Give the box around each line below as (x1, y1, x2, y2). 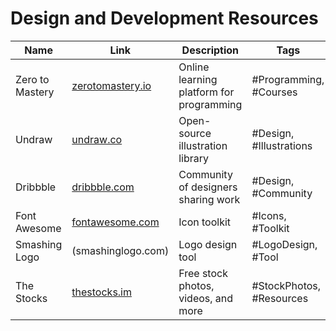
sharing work (178, 192, 241, 206)
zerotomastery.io (71, 78, 152, 92)
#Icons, (251, 208, 287, 222)
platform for (178, 85, 235, 99)
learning (178, 72, 218, 86)
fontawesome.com (71, 215, 160, 229)
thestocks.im (71, 285, 133, 299)
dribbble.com (71, 180, 135, 194)
